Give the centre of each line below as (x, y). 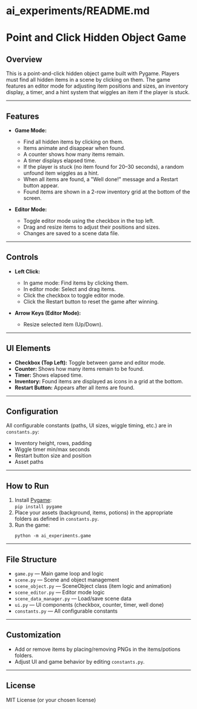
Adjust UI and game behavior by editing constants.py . (79, 661)
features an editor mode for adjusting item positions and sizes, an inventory (97, 86)
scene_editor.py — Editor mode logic (60, 593)
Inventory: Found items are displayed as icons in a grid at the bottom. (99, 381)
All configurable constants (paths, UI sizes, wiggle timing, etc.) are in (89, 426)
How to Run (28, 486)
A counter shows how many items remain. (74, 154)
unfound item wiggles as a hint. (61, 173)
